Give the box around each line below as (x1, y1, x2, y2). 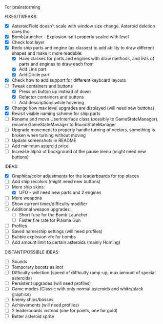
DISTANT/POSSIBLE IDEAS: (4, 249, 60, 255)
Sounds (11, 259, 27, 264)
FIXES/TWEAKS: (4, 14, 38, 19)
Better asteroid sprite (11, 313, 55, 319)
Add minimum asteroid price (11, 143, 69, 149)
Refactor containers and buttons (19, 94, 84, 100)
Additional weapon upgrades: (11, 206, 71, 212)
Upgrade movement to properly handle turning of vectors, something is (11, 127, 155, 133)
